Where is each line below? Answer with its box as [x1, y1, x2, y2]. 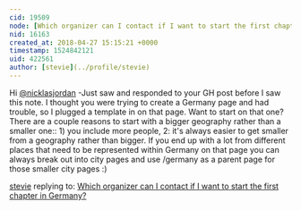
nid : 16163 [9, 29, 50, 38]
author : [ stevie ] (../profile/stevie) [9, 63, 150, 72]
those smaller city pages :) [9, 163, 107, 174]
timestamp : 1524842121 [9, 46, 94, 55]
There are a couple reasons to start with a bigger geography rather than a [9, 115, 281, 126]
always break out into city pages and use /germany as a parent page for [9, 154, 276, 164]
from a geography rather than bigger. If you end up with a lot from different [9, 135, 286, 146]
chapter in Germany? [9, 189, 87, 201]
